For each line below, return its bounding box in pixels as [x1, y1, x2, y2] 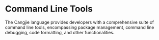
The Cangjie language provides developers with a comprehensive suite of [5, 19, 154, 25]
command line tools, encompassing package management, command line [5, 24, 155, 30]
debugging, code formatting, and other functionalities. [5, 29, 115, 35]
